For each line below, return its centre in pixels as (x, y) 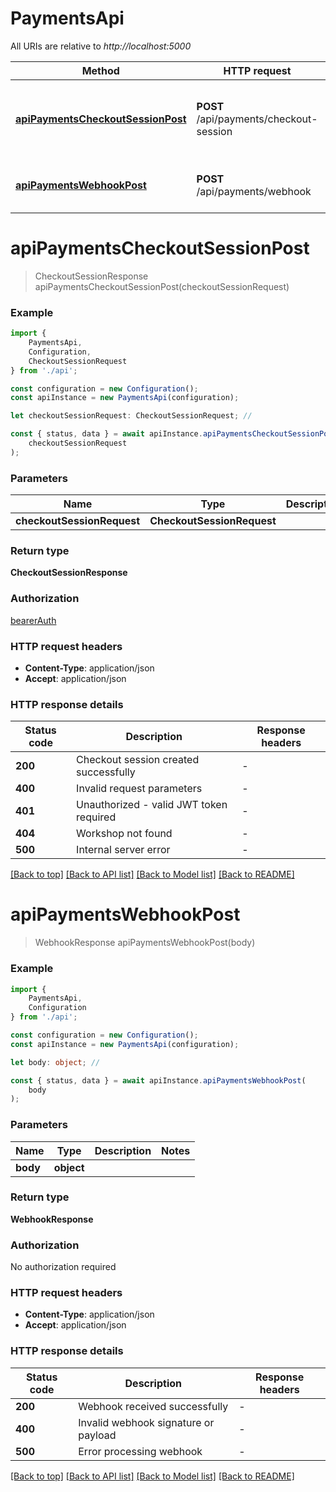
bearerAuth (33, 620)
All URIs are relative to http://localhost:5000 (101, 46)
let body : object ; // (55, 1062)
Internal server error (123, 850)
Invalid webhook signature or (146, 1422)
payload (97, 1435)
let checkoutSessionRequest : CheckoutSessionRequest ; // (131, 416)
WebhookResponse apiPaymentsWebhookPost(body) (145, 943)
